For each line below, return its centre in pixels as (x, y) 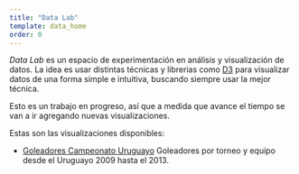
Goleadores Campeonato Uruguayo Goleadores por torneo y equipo (149, 151)
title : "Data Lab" (44, 18)
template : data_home (48, 26)
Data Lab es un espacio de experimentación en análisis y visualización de (147, 60)
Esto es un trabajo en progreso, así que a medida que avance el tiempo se (147, 106)
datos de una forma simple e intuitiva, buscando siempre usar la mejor (140, 79)
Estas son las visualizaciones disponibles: (87, 133)
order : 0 (26, 34)
